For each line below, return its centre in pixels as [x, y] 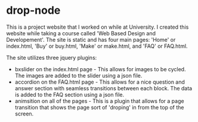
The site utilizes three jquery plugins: [52, 57]
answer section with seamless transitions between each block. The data [103, 88]
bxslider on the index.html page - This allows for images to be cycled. [100, 69]
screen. [24, 114]
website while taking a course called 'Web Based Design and [81, 33]
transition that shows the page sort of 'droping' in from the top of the [99, 107]
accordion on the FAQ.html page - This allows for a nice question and [100, 82]
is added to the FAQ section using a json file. [69, 94]
